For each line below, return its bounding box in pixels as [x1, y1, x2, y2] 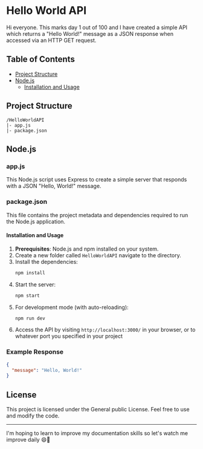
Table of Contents [6, 54, 76, 64]
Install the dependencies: [14, 258, 79, 265]
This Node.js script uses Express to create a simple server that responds [6, 176, 187, 183]
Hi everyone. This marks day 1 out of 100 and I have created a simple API [6, 24, 188, 31]
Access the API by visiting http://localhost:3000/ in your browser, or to [14, 326, 196, 334]
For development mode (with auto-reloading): [14, 303, 129, 311]
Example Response [6, 348, 64, 356]
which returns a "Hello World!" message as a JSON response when [6, 30, 174, 37]
